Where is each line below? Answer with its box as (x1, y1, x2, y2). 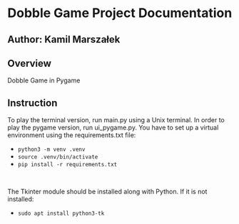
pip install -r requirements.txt (17, 161, 118, 169)
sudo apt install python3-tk (17, 210, 105, 218)
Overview (7, 57, 52, 69)
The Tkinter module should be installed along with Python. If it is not (7, 187, 208, 196)
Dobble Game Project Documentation (7, 5, 233, 21)
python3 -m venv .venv (17, 146, 86, 154)
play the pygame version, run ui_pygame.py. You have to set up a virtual (7, 123, 219, 132)
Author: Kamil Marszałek (7, 33, 121, 46)
